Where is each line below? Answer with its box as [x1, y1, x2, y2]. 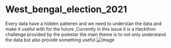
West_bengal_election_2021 [5, 4, 128, 15]
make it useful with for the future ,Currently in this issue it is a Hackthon [5, 26, 156, 32]
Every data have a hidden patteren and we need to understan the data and [5, 20, 162, 27]
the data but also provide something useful [5, 37, 95, 43]
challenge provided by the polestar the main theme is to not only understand [5, 31, 166, 37]
